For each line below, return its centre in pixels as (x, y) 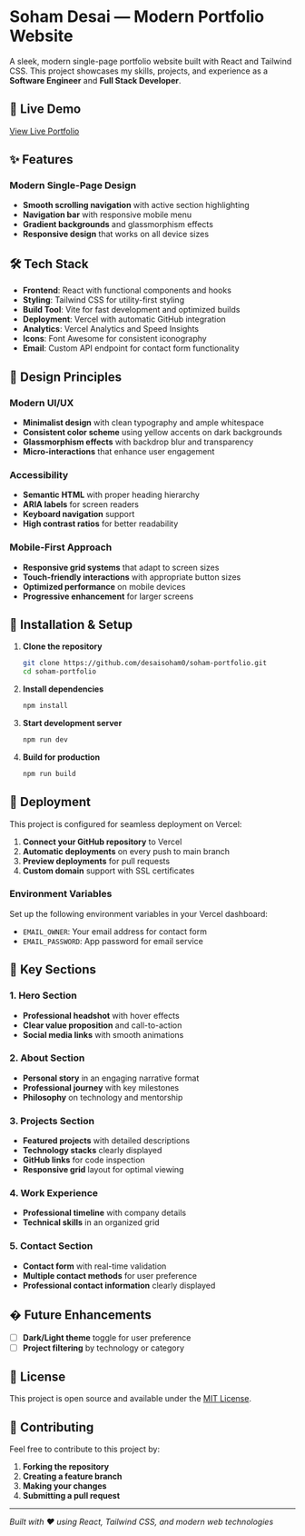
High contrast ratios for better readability (100, 524)
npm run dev (45, 739)
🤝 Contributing (52, 1427)
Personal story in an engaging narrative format (111, 1078)
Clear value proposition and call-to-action (102, 1025)
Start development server (72, 723)
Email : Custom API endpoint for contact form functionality (131, 348)
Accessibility (39, 474)
